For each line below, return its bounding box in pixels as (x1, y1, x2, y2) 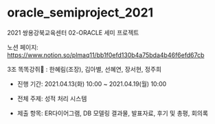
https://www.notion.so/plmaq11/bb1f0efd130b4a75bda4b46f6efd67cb (7, 50, 205, 59)
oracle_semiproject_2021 (7, 5, 154, 21)
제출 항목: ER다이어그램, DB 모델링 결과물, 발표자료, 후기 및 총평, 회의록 (16, 109, 208, 117)
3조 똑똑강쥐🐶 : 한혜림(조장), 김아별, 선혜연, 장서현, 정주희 (7, 65, 162, 73)
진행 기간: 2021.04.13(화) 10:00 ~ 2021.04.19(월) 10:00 (16, 79, 167, 87)
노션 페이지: (7, 43, 39, 51)
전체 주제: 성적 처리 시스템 (16, 94, 87, 103)
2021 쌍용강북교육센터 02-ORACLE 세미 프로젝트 (7, 28, 139, 37)
